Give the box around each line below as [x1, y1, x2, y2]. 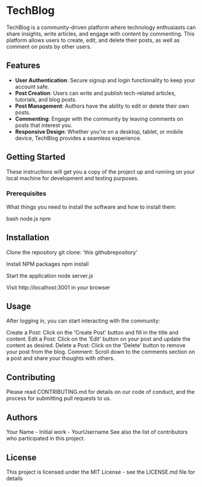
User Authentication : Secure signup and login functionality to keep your [14, 76, 195, 83]
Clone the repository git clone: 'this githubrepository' [6, 249, 137, 256]
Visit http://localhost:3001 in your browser [6, 284, 110, 291]
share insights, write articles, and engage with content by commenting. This [6, 30, 195, 37]
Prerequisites [6, 189, 46, 198]
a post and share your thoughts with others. [6, 355, 115, 362]
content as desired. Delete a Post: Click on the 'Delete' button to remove [6, 342, 186, 349]
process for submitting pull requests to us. [6, 394, 112, 402]
